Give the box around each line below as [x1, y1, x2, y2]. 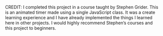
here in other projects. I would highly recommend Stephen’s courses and [5, 20, 153, 26]
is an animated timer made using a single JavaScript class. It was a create [5, 9, 156, 15]
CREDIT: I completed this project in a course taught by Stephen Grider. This [5, 4, 159, 10]
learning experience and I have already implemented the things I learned [5, 15, 153, 20]
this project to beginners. [5, 25, 56, 31]
